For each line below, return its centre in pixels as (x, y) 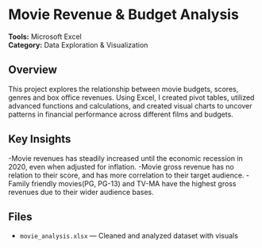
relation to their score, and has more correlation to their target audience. (126, 175)
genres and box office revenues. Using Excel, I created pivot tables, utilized (131, 97)
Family (19, 183)
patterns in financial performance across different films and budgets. (121, 114)
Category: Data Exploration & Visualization (78, 44)
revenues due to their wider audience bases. (81, 192)
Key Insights (40, 139)
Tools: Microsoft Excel (45, 36)
